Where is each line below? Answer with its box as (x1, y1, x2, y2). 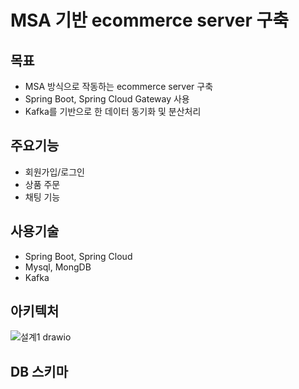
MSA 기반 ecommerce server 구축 (10, 9, 290, 32)
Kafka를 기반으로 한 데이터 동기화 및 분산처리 (24, 106, 202, 117)
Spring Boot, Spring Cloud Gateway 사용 (24, 93, 190, 105)
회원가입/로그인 (24, 166, 86, 178)
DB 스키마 (10, 363, 68, 380)
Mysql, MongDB (24, 261, 92, 273)
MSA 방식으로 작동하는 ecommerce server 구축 (24, 81, 214, 92)
